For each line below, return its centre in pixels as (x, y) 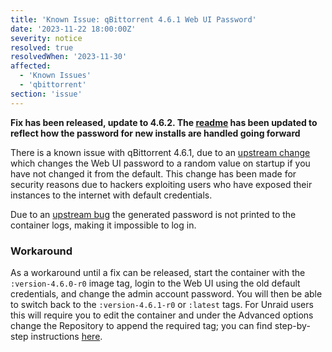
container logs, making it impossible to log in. (103, 225)
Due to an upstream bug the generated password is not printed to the (153, 214)
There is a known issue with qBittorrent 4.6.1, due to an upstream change (160, 152)
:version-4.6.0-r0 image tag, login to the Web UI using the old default (155, 283)
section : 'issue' (46, 94)
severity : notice (46, 38)
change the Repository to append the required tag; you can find (141, 325)
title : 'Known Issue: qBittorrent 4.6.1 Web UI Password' (133, 19)
